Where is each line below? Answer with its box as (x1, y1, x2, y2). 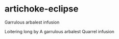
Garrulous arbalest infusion (4, 19, 60, 25)
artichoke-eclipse (4, 3, 79, 14)
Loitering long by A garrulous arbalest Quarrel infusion (4, 28, 115, 34)
